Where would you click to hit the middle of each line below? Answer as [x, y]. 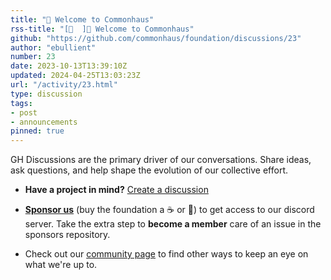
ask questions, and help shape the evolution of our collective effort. [149, 170]
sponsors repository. [67, 235]
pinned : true [37, 131]
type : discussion [46, 94]
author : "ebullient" [53, 47]
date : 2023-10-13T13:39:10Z [69, 66]
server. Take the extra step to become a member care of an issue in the [173, 224]
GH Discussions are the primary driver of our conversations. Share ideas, [161, 160]
